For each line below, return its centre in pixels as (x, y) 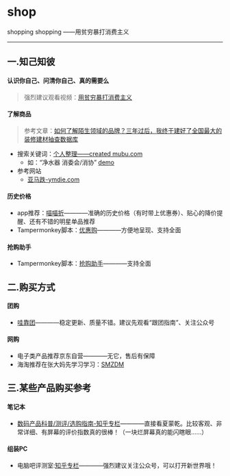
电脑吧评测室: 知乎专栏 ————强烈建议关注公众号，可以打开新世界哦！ (117, 465)
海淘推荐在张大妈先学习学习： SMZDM (71, 364)
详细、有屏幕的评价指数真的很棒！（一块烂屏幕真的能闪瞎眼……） (115, 431)
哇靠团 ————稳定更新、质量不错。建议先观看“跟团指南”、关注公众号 (116, 322)
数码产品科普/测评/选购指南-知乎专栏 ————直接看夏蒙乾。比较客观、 (117, 423)
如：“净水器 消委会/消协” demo (71, 162)
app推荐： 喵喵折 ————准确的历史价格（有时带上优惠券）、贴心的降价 (117, 212)
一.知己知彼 (31, 62)
